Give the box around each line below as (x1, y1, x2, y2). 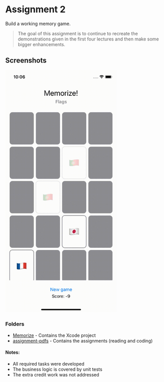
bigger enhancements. (17, 41, 65, 47)
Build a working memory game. (5, 20, 71, 27)
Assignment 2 (5, 4, 66, 15)
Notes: (5, 349, 20, 355)
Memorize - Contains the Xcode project (12, 332, 96, 338)
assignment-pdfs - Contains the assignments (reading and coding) (12, 337, 153, 344)
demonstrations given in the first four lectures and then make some (17, 36, 159, 42)
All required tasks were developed (12, 360, 85, 367)
